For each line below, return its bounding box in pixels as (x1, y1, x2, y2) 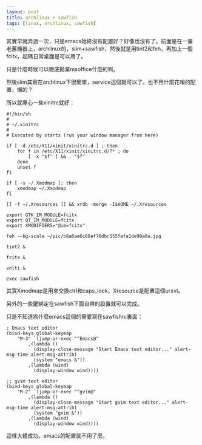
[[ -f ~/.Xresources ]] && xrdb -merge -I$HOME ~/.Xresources (6, 202, 167, 208)
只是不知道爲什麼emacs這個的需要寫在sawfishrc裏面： (6, 313, 143, 321)
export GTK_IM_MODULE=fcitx (6, 212, 78, 219)
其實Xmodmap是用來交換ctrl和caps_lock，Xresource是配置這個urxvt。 (6, 287, 184, 294)
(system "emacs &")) (33, 357, 86, 363)
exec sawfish (6, 276, 39, 282)
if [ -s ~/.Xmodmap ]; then (6, 180, 78, 186)
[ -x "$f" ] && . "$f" (28, 154, 86, 160)
